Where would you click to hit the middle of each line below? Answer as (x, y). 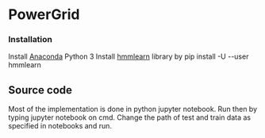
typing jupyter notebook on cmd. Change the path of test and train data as (130, 117)
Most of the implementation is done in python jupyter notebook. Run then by (133, 109)
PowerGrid (44, 15)
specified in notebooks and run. (60, 126)
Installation (31, 40)
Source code (40, 90)
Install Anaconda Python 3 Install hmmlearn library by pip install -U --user (129, 56)
